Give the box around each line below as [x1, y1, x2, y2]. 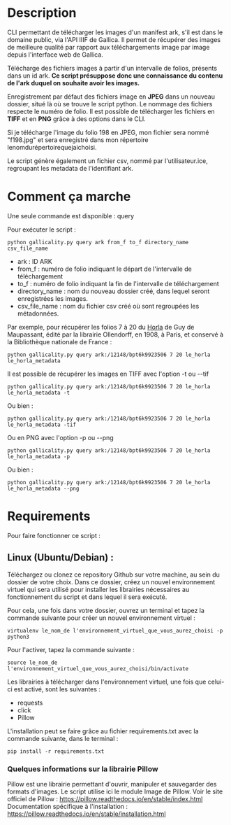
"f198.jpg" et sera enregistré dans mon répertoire [7, 135, 149, 144]
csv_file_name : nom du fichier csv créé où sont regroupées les [17, 302, 200, 310]
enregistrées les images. [17, 294, 89, 302]
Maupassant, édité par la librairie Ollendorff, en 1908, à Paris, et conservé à [7, 330, 224, 339]
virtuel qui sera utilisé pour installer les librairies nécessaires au [7, 585, 190, 593]
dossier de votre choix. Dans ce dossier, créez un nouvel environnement [7, 577, 216, 586]
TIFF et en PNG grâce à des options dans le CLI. [7, 114, 146, 123]
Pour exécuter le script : [7, 225, 76, 234]
